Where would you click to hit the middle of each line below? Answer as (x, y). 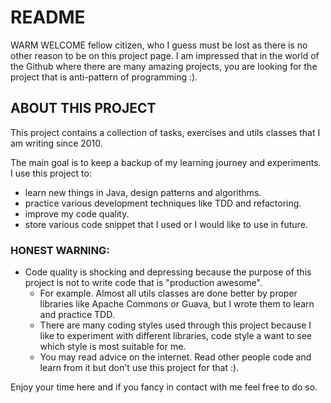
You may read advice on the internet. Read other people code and (175, 357)
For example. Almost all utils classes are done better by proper (168, 293)
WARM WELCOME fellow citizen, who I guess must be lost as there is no (159, 45)
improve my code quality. (77, 213)
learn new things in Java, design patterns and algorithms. (143, 192)
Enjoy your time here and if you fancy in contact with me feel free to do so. (164, 387)
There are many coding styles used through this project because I (175, 325)
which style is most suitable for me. (113, 347)
